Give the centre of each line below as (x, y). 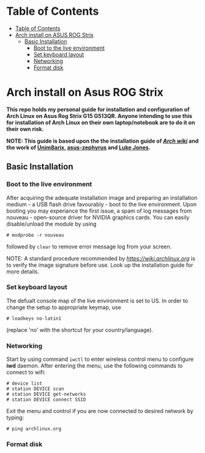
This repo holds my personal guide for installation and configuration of (98, 109)
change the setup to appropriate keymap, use (64, 307)
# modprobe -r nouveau (35, 235)
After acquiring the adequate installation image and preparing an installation (102, 197)
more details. (23, 271)
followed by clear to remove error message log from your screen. (89, 246)
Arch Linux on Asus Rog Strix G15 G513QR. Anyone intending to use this (99, 116)
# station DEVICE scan (35, 389)
